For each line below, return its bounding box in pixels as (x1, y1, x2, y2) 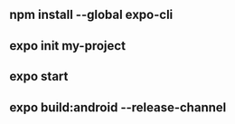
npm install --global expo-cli (9, 7, 174, 23)
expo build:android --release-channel (9, 100, 227, 115)
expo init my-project (9, 38, 127, 53)
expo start (9, 69, 69, 84)
